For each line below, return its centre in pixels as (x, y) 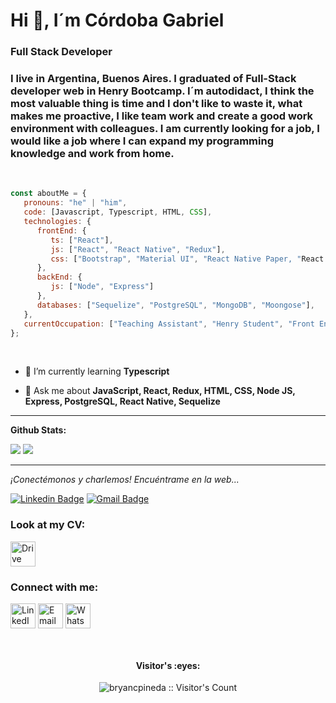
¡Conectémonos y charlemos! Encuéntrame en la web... (125, 480)
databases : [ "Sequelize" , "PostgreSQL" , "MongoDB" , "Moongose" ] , (175, 305)
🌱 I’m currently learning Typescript (97, 371)
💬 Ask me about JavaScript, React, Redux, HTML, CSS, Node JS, (160, 391)
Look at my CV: (48, 525)
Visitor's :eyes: (168, 665)
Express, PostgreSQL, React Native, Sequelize (122, 401)
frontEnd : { (61, 230)
